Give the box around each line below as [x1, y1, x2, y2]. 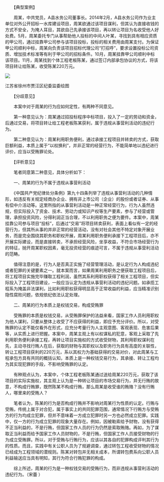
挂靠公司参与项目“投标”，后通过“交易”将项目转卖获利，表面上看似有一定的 [5, 221, 154, 226]
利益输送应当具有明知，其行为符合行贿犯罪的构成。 [5, 455, 108, 461]
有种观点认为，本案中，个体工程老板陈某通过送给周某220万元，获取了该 [13, 372, 159, 377]
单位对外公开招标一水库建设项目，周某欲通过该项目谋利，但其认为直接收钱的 [5, 21, 159, 26]
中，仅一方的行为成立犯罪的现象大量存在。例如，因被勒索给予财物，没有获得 [5, 419, 159, 424]
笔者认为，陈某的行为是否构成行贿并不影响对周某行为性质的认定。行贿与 [13, 400, 159, 406]
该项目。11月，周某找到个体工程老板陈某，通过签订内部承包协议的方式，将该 [5, 58, 159, 63]
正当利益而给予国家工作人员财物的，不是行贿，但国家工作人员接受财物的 [9, 431, 155, 436]
